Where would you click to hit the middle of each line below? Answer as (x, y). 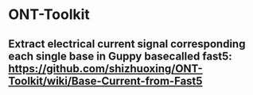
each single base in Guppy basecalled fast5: (120, 56)
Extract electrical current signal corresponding (127, 44)
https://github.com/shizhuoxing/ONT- (105, 68)
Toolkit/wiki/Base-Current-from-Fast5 (105, 81)
